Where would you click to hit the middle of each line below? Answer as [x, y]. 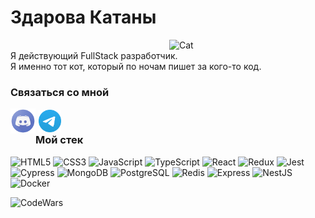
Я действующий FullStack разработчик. [94, 55]
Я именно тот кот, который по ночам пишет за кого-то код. [136, 66]
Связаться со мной [60, 92]
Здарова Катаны [83, 17]
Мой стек [59, 140]
